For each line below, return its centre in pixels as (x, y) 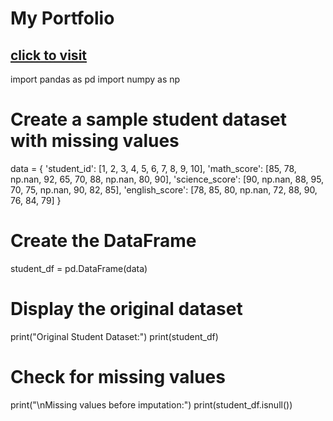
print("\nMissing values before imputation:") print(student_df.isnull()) (151, 404)
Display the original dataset (126, 309)
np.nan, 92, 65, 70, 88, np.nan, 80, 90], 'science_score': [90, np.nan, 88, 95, (167, 179)
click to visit (49, 55)
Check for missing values (118, 377)
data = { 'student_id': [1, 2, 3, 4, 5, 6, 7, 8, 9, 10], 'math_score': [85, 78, (153, 168)
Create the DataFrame (103, 241)
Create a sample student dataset (149, 119)
